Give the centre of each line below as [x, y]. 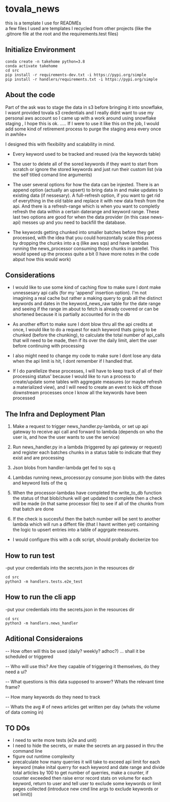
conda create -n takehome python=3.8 [45, 62]
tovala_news [32, 9]
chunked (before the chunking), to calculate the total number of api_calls [89, 335]
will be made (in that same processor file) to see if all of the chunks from [88, 504]
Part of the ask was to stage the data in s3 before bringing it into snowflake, [84, 107]
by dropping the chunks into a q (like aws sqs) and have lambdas [80, 243]
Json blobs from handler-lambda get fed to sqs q [64, 468]
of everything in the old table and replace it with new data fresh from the [88, 200]
